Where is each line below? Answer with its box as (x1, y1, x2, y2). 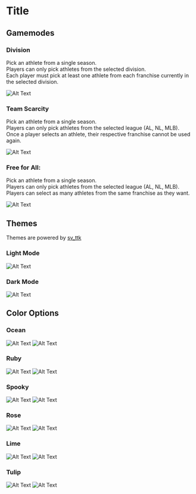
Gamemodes (6, 28, 55, 38)
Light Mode (6, 249, 40, 257)
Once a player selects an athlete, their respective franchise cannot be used (6, 131, 191, 138)
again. (6, 137, 22, 144)
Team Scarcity (6, 104, 49, 112)
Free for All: (6, 164, 41, 172)
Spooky (6, 383, 29, 391)
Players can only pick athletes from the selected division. (6, 65, 146, 73)
